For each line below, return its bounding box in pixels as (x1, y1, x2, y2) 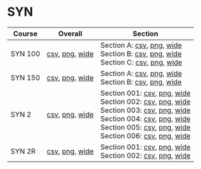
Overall (58, 29, 82, 38)
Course (12, 29, 38, 38)
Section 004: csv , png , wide (100, 114, 191, 123)
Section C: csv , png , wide (100, 57, 182, 67)
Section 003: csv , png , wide (100, 105, 191, 115)
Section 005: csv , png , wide (100, 122, 191, 132)
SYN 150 (10, 73, 40, 82)
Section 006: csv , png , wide (100, 131, 191, 140)
